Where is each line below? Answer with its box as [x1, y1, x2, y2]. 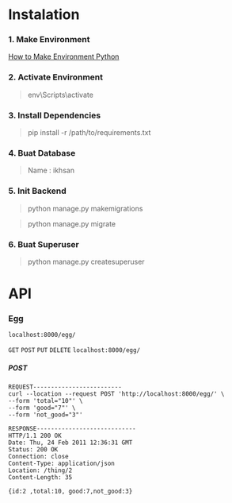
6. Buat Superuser [8, 238, 79, 250]
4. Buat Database [8, 148, 76, 158]
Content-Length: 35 [8, 474, 73, 482]
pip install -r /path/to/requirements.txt [27, 128, 151, 137]
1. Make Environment [8, 34, 90, 45]
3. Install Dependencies [8, 110, 101, 121]
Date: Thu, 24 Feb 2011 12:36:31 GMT [8, 439, 133, 447]
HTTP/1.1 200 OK [8, 431, 62, 440]
